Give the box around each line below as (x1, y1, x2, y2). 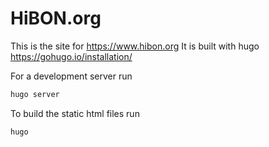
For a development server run (10, 70, 133, 82)
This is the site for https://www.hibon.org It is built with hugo (10, 40, 260, 52)
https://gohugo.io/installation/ (10, 50, 133, 62)
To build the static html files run (10, 107, 140, 119)
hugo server (10, 89, 60, 99)
